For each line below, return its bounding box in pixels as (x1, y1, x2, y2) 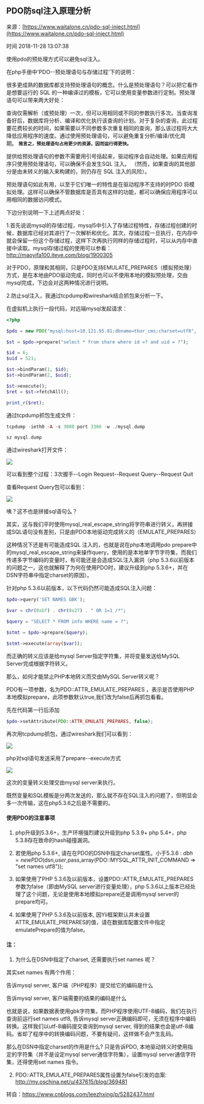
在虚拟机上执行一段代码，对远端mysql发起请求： (6, 304, 128, 312)
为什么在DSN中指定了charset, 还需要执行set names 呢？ (15, 956, 156, 963)
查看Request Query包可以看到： (6, 484, 87, 491)
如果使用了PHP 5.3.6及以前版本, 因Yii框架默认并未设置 (15, 911, 151, 918)
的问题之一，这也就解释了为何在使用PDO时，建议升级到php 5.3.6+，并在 (6, 564, 188, 571)
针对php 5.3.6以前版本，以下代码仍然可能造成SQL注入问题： (6, 585, 158, 592)
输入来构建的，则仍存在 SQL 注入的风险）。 (43, 168, 151, 175)
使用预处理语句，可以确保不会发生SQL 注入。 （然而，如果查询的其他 (16, 160, 190, 167)
